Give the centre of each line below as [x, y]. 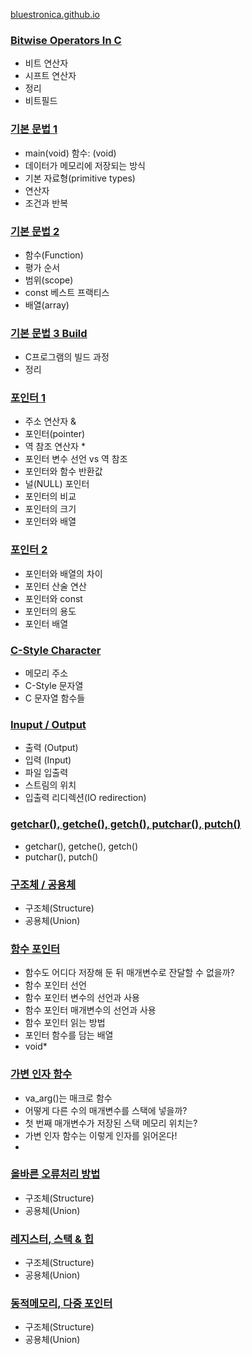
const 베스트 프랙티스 [67, 292]
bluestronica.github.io [55, 14]
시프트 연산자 [50, 76]
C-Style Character [56, 650]
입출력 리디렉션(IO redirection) [85, 798]
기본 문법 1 [34, 129]
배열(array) [47, 305]
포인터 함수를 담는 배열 [69, 1035]
